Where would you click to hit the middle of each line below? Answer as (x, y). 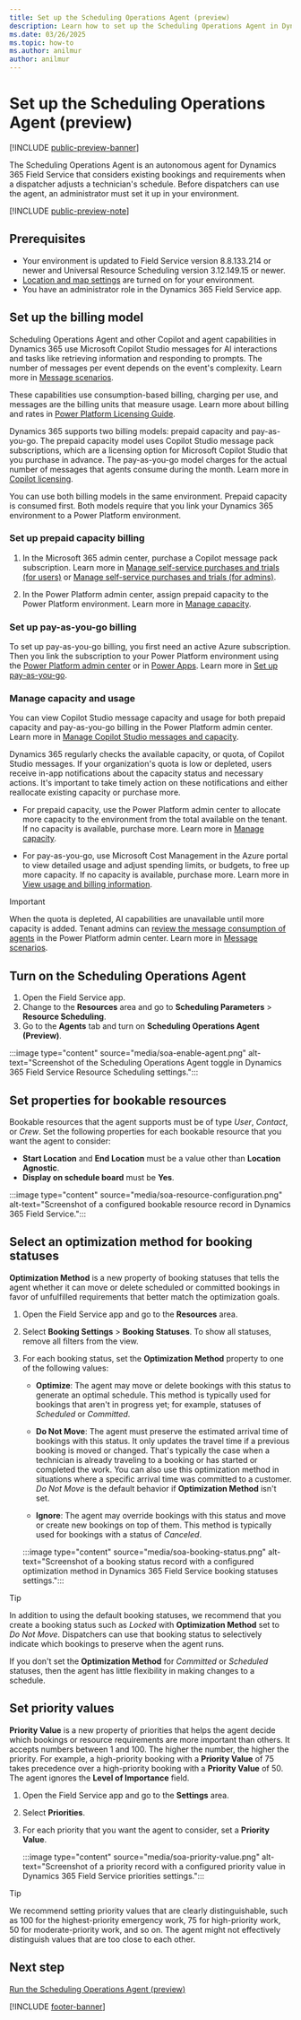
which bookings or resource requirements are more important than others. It (150, 1739)
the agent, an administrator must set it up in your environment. (125, 193)
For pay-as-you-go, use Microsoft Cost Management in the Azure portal (155, 856)
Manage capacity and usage (73, 699)
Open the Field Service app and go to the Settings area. (126, 1795)
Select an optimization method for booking (131, 1242)
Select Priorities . (53, 1812)
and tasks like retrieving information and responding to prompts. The (136, 358)
